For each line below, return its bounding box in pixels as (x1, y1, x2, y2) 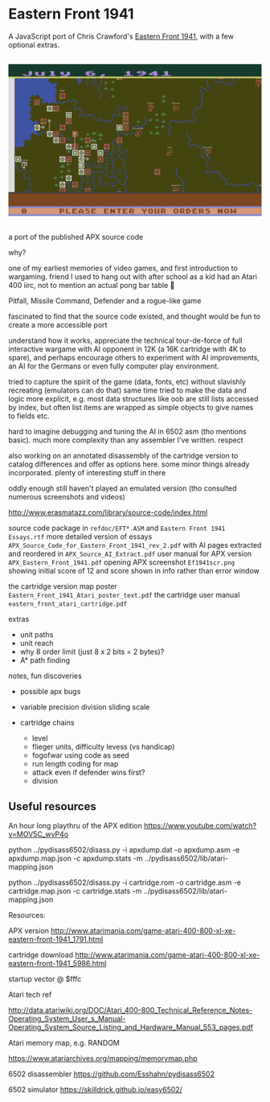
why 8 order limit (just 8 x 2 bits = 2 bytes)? (19, 647, 165, 656)
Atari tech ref (8, 989, 52, 999)
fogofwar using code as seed (31, 750, 130, 760)
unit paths (19, 630, 54, 639)
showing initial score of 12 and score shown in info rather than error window (8, 566, 260, 576)
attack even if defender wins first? (31, 767, 145, 777)
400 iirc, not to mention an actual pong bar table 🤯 (8, 281, 175, 290)
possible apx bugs (19, 687, 81, 697)
